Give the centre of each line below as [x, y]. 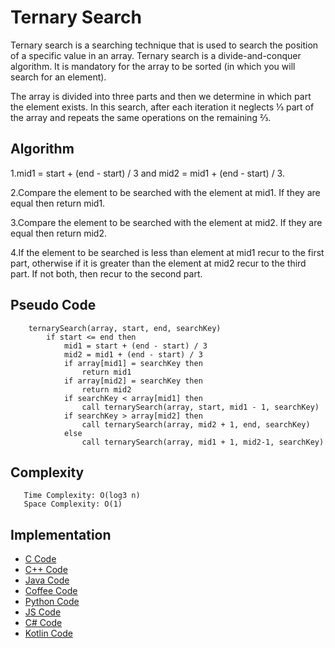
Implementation [61, 534]
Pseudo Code [53, 305]
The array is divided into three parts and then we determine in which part [161, 96]
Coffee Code [51, 591]
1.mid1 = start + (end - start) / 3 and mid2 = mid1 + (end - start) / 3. [147, 173]
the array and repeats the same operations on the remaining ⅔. [141, 117]
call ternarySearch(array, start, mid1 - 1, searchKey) [200, 407]
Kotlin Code [48, 633]
